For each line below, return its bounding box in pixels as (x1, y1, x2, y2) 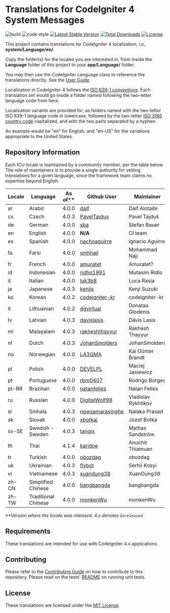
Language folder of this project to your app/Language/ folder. (5, 61, 135, 68)
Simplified (29, 478, 53, 486)
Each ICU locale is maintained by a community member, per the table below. (5, 162, 164, 168)
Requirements (5, 527, 51, 536)
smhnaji (80, 249, 99, 256)
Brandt (129, 354, 145, 361)
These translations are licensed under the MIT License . (5, 602, 120, 608)
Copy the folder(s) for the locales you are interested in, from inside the (5, 56, 152, 62)
